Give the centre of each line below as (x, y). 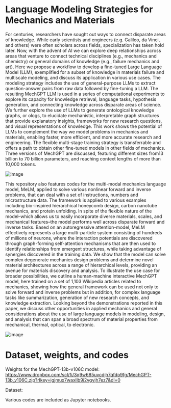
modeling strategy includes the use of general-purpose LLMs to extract (80, 83)
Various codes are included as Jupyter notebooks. (58, 400)
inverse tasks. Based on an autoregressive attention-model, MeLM (75, 227)
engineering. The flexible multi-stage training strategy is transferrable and (83, 142)
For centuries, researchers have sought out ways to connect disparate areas (86, 34)
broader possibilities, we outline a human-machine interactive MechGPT (81, 276)
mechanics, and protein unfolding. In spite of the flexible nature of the (79, 211)
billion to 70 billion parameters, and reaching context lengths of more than (83, 158)
